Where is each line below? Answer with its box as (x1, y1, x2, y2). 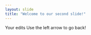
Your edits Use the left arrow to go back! (5, 24, 86, 30)
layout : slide (5, 7, 34, 12)
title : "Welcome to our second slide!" (5, 12, 86, 16)
